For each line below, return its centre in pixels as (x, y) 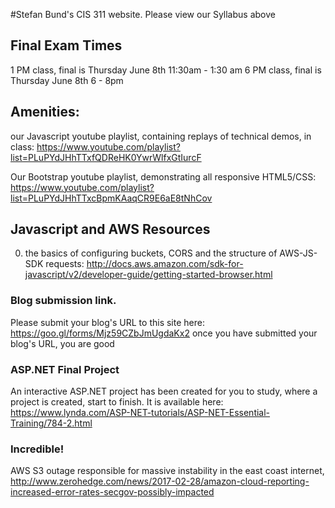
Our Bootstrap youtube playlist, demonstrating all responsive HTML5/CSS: (163, 176)
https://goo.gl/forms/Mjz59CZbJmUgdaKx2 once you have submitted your (164, 333)
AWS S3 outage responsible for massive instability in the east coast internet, (167, 471)
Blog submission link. (63, 301)
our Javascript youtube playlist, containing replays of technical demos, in (161, 136)
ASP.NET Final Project (65, 369)
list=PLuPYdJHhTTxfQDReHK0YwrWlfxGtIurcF (106, 157)
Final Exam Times (66, 45)
